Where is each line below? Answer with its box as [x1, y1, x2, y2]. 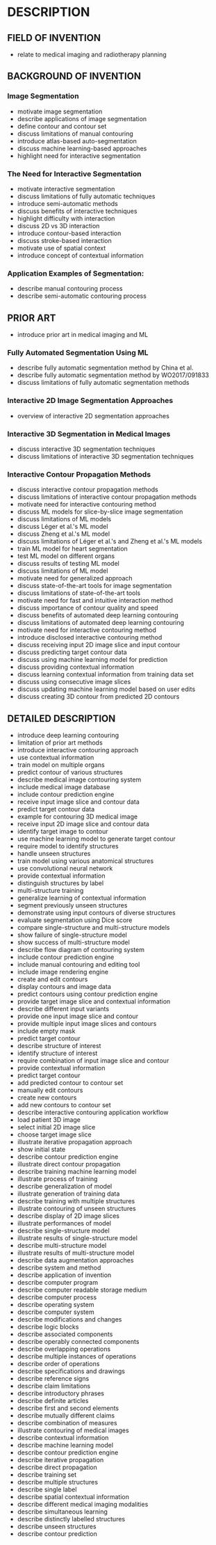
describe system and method [17, 1264, 101, 1272]
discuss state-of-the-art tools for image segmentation [17, 582, 172, 590]
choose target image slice [17, 1130, 92, 1139]
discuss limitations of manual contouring [17, 129, 133, 138]
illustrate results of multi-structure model [17, 1249, 135, 1257]
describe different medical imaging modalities [17, 1500, 149, 1509]
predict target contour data [17, 805, 95, 814]
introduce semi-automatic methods [17, 199, 118, 207]
